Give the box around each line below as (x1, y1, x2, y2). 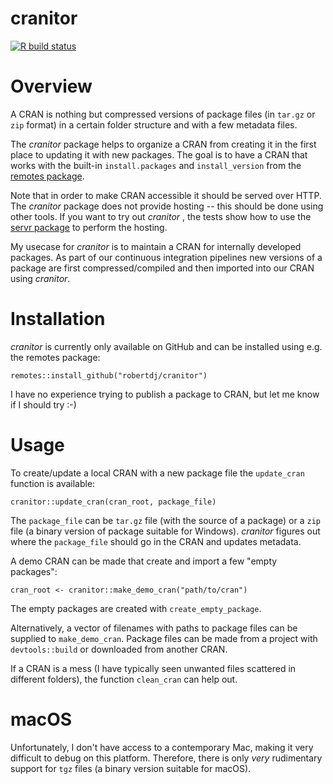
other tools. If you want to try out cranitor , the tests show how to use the (10, 210, 312, 222)
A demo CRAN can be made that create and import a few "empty (10, 555, 278, 567)
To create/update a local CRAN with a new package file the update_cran (10, 467, 305, 479)
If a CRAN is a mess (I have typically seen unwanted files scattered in (10, 662, 297, 674)
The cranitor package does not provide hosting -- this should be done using (10, 200, 324, 212)
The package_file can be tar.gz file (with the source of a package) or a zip (10, 514, 321, 526)
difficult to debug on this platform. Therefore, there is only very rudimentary (10, 752, 323, 764)
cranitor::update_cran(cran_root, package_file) (10, 497, 217, 507)
